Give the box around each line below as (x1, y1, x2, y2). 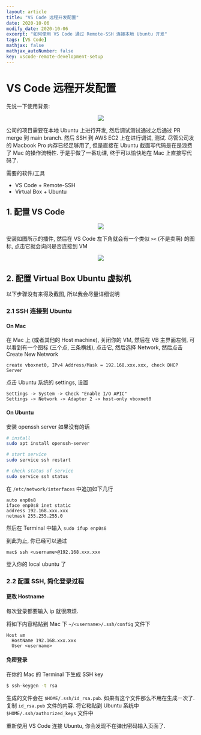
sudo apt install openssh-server (6, 441, 90, 447)
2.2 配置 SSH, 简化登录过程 (6, 577, 85, 585)
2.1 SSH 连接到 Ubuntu (6, 307, 72, 315)
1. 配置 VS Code (6, 206, 65, 217)
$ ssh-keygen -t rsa (6, 683, 58, 689)
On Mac (6, 322, 26, 329)
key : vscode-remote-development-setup (6, 54, 103, 60)
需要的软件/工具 (6, 169, 46, 176)
